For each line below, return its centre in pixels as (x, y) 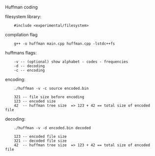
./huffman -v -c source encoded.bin (52, 88)
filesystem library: (23, 16)
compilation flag (21, 35)
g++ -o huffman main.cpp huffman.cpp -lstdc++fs (65, 44)
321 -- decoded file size (40, 141)
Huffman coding (22, 7)
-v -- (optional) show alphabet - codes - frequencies (71, 62)
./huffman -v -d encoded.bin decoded (52, 128)
